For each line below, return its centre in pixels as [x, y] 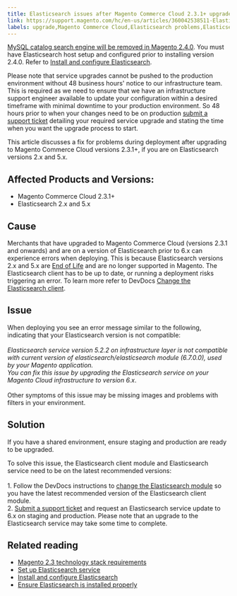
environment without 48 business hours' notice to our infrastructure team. [115, 83]
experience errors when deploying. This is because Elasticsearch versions [115, 258]
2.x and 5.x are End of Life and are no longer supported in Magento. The [112, 265]
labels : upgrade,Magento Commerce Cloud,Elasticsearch [90, 27]
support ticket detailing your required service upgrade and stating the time [116, 121]
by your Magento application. [50, 365]
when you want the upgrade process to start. [73, 129]
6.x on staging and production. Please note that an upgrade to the [103, 515]
